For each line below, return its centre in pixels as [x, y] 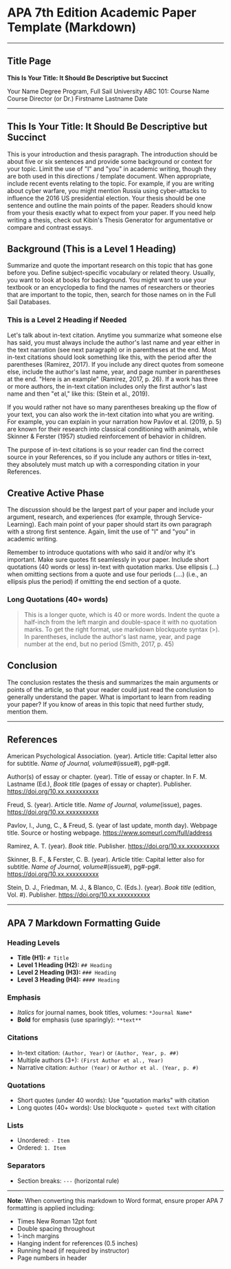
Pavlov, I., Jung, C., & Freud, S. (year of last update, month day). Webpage [112, 826]
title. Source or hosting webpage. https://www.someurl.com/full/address [110, 833]
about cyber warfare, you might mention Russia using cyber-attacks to [107, 190]
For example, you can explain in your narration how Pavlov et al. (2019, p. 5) [114, 421]
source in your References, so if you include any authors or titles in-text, [109, 457]
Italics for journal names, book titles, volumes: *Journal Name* [104, 1013]
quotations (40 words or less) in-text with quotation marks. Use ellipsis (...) [113, 567]
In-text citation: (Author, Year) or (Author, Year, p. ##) [98, 1053]
